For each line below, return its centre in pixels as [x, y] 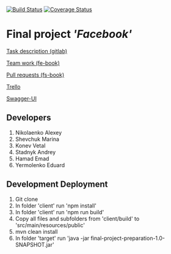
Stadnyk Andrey [35, 152]
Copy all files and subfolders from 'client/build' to [77, 219]
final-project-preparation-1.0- [128, 238]
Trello [13, 86]
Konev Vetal [30, 145]
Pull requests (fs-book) [35, 75]
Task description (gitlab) [37, 51]
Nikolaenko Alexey [38, 132]
